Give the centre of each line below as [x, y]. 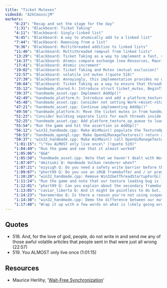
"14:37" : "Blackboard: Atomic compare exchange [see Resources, [82, 61]
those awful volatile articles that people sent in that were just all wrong [84, 242]
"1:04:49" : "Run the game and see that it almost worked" [75, 149]
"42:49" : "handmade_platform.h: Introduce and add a [70, 98]
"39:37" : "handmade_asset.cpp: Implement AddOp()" [68, 93]
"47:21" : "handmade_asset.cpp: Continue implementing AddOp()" [81, 107]
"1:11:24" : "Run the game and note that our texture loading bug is [86, 181]
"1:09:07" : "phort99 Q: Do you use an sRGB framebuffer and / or [83, 172]
